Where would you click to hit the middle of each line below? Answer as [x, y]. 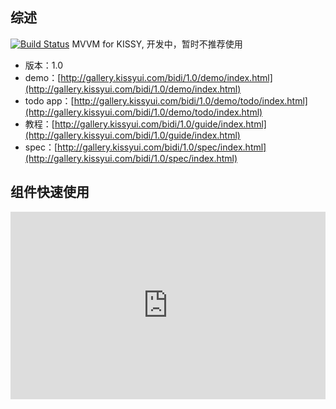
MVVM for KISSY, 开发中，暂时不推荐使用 [157, 44]
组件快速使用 [50, 192]
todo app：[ [49, 100]
